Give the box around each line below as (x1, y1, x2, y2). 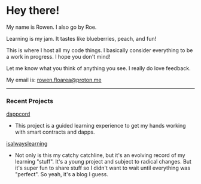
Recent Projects (6, 96, 54, 105)
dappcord (6, 110, 31, 117)
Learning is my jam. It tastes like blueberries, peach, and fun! (6, 35, 157, 42)
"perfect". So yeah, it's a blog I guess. (14, 171, 109, 178)
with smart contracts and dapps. (14, 128, 95, 135)
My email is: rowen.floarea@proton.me (6, 76, 102, 83)
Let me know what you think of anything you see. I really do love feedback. (6, 64, 191, 72)
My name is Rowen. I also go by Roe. (6, 23, 97, 31)
